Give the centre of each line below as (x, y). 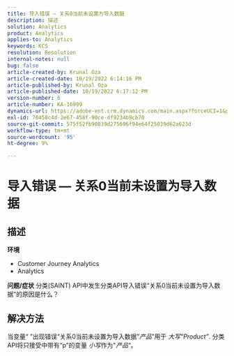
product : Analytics (36, 33)
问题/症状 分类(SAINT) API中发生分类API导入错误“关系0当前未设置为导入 (111, 285)
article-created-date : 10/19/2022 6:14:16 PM (74, 79)
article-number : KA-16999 (45, 105)
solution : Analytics (37, 27)
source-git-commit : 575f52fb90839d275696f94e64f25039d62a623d (99, 124)
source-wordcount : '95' (42, 137)
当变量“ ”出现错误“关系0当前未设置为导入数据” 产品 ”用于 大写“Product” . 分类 (116, 336)
